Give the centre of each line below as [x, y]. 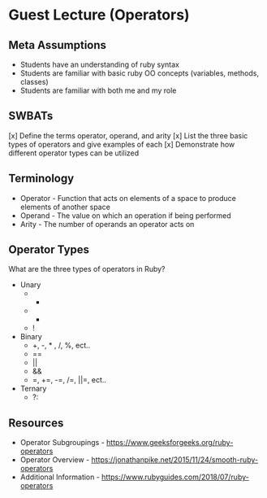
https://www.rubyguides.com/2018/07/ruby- [175, 477]
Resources [36, 423]
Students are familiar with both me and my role [98, 90]
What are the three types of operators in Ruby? [87, 269]
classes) [34, 82]
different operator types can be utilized [74, 153]
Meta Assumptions [58, 45]
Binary [31, 337]
